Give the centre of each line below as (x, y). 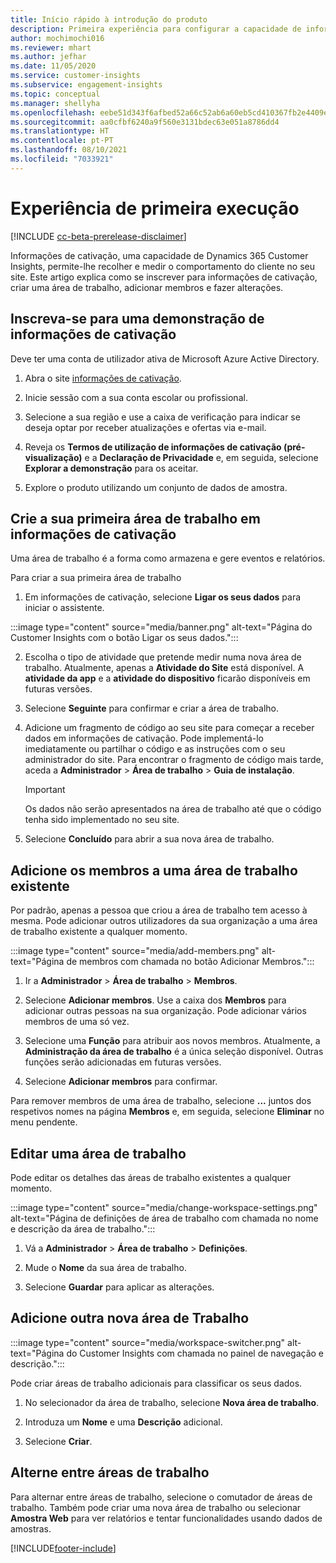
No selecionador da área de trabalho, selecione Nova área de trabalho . (172, 1402)
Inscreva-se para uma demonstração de (137, 319)
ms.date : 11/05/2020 (53, 66)
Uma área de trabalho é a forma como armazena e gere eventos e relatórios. (168, 558)
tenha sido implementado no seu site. (102, 820)
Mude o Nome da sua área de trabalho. (105, 1267)
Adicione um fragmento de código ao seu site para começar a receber (169, 728)
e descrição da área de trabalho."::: (83, 1228)
